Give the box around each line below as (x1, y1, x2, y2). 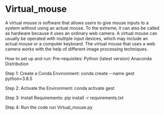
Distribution (5, 61, 29, 67)
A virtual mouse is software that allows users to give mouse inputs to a (5, 20, 149, 26)
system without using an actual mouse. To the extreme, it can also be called (5, 25, 160, 31)
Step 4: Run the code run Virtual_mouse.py (5, 104, 93, 110)
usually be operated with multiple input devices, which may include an (5, 36, 148, 41)
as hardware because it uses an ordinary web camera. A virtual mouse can (5, 30, 158, 36)
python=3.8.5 (5, 76, 33, 81)
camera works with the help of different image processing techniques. (5, 46, 148, 52)
